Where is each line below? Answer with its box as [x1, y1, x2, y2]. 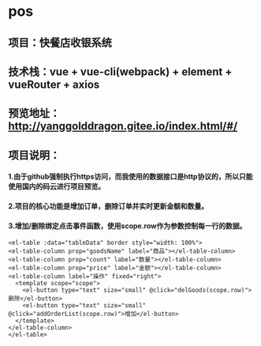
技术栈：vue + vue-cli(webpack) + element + [8, 65, 233, 78]
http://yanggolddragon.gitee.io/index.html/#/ [8, 119, 238, 133]
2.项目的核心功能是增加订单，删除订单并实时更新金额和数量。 [8, 201, 209, 211]
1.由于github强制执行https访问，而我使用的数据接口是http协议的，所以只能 [8, 172, 253, 182]
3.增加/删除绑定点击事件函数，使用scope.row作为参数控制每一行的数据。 [8, 220, 247, 231]
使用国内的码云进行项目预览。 [8, 182, 105, 191]
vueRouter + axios [8, 77, 100, 91]
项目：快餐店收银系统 [8, 36, 112, 49]
